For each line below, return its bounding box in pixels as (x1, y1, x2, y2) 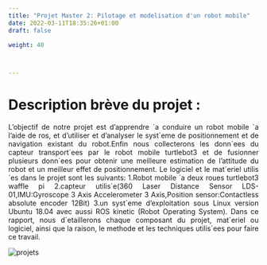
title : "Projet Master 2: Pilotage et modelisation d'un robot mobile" (8, 11, 250, 20)
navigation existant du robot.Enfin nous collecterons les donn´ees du (8, 139, 259, 149)
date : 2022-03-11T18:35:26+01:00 (8, 19, 119, 27)
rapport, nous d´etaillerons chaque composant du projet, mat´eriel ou (8, 216, 259, 225)
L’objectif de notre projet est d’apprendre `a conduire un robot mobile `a (8, 123, 259, 132)
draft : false (8, 26, 52, 34)
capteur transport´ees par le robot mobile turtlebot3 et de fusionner (8, 148, 259, 158)
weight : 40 (8, 41, 44, 49)
